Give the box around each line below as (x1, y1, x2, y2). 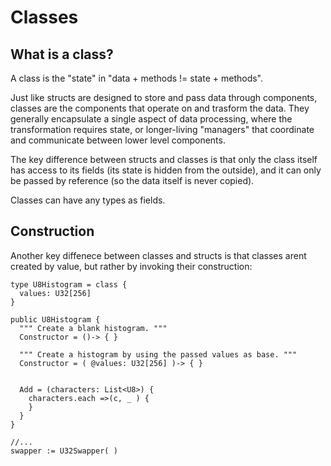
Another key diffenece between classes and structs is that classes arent (10, 249, 307, 261)
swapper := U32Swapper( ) (10, 446, 118, 456)
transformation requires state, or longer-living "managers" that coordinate (10, 124, 315, 135)
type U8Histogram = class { (10, 279, 128, 290)
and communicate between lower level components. (10, 134, 226, 146)
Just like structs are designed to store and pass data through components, (10, 92, 318, 103)
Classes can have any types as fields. (10, 194, 166, 206)
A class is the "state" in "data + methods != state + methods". (10, 72, 264, 84)
